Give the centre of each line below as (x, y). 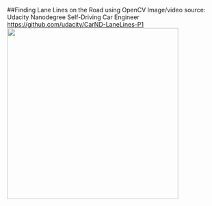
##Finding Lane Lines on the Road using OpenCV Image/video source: (106, 10)
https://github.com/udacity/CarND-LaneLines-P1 (76, 24)
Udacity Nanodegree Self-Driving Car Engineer (74, 17)
